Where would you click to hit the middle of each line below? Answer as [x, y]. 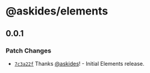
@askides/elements [57, 11]
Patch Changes [29, 51]
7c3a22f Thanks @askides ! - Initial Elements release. [80, 63]
